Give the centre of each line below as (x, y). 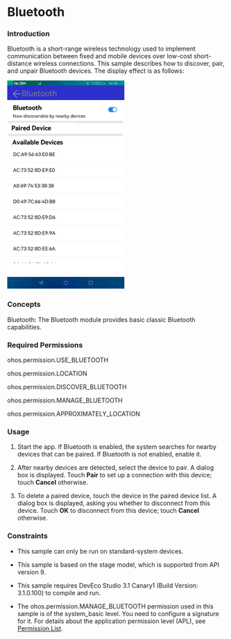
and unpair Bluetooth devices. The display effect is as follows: (96, 71)
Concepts (24, 305)
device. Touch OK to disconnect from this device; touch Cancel (108, 511)
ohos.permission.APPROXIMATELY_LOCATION (74, 414)
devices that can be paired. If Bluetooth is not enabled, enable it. (109, 454)
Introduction (28, 34)
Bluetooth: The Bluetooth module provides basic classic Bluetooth (101, 319)
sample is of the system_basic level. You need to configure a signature (118, 613)
